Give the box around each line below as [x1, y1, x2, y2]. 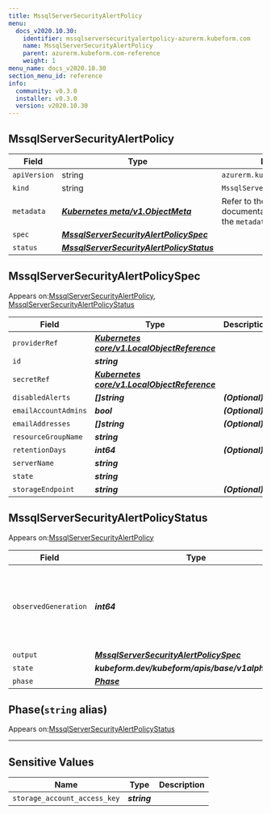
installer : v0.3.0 [15, 94, 78, 103]
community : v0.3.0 [15, 86, 78, 95]
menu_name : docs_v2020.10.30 [8, 65, 106, 73]
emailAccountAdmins [12, 405, 87, 415]
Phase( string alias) [8, 703, 107, 716]
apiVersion [12, 170, 54, 179]
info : [8, 79, 27, 87]
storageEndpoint [12, 485, 75, 493]
